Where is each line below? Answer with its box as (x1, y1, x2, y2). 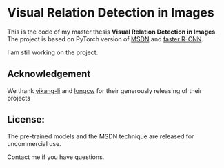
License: (7, 114, 45, 125)
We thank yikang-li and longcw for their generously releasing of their (7, 86, 203, 94)
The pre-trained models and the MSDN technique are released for (7, 132, 194, 140)
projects (7, 94, 31, 102)
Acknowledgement (7, 68, 91, 80)
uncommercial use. (7, 139, 62, 147)
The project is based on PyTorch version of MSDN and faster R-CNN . (7, 34, 204, 43)
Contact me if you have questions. (7, 153, 105, 161)
